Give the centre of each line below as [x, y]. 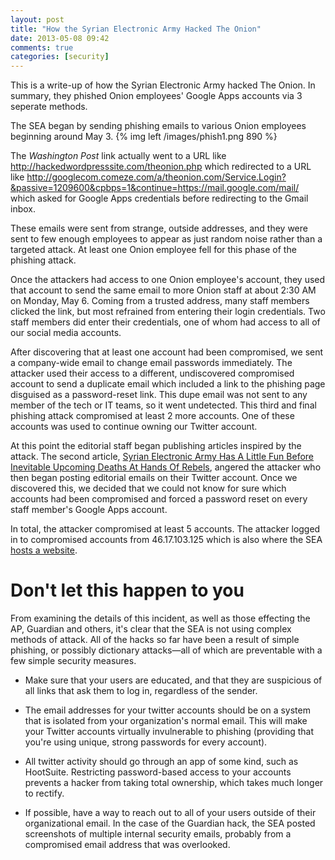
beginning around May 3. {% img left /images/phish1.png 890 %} [144, 137]
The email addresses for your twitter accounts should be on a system [167, 710]
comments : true [42, 47]
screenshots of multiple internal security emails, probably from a [158, 834]
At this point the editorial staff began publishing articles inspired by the [156, 446]
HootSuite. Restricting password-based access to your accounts [158, 772]
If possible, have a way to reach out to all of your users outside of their [170, 813]
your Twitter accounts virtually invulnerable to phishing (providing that [169, 732]
